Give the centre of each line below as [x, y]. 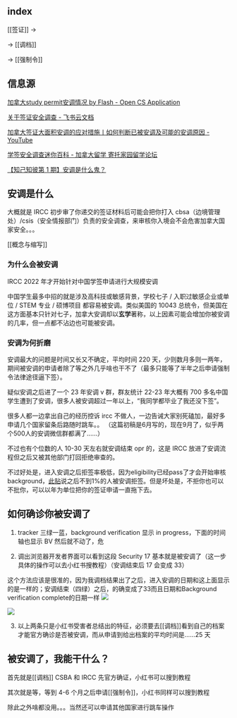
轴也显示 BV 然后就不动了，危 [61, 541]
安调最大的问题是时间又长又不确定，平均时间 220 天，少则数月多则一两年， [117, 359]
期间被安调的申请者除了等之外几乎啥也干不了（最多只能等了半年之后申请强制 [119, 369]
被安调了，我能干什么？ [58, 659]
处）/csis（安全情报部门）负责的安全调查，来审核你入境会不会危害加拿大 [113, 221]
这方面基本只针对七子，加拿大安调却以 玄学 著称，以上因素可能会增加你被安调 [119, 314]
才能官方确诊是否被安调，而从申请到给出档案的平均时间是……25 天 [114, 634]
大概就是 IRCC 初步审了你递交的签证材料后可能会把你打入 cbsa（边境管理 [114, 212]
